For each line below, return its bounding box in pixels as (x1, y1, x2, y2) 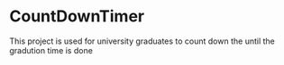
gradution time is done (9, 45, 93, 55)
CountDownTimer (9, 6, 145, 27)
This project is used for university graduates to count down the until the (9, 36, 275, 46)
